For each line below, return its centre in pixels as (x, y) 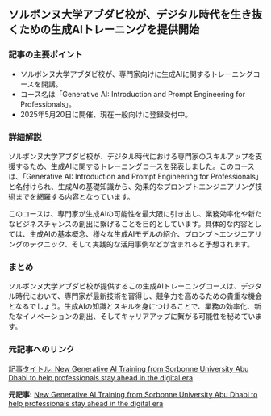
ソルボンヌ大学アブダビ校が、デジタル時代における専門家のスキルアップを (132, 156)
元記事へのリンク (42, 350)
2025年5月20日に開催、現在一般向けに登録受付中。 (106, 114)
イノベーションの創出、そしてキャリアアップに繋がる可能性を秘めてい (139, 317)
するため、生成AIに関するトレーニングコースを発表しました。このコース (135, 166)
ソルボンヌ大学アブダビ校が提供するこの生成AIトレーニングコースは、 (125, 286)
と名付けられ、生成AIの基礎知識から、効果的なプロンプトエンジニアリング (132, 186)
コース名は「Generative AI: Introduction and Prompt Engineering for (133, 94)
